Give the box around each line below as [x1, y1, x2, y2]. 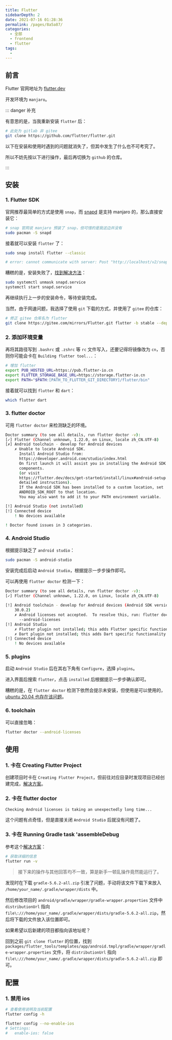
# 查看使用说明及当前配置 [5, 1007, 52, 1012]
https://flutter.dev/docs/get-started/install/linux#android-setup [18, 475, 166, 481]
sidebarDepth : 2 [5, 12, 40, 17]
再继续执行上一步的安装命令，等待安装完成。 [5, 295, 100, 301]
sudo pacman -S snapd [5, 230, 52, 235]
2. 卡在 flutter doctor [5, 795, 57, 802]
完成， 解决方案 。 [9, 781, 46, 787]
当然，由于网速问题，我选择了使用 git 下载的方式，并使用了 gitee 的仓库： [5, 305, 164, 312]
